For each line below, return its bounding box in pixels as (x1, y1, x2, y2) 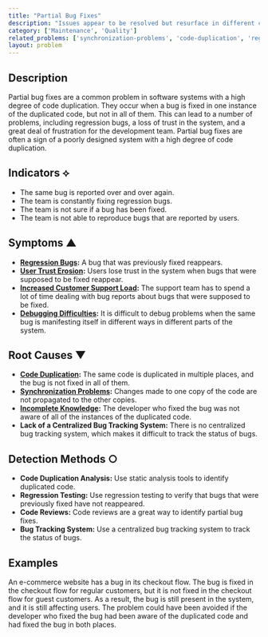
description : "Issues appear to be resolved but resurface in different (8, 19, 255, 27)
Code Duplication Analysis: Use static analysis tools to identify (19, 473, 229, 484)
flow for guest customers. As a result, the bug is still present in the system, (8, 595, 254, 603)
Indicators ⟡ (8, 166, 70, 180)
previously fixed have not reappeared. (19, 499, 145, 508)
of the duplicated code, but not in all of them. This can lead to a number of (8, 109, 253, 118)
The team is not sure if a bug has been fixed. (19, 205, 167, 214)
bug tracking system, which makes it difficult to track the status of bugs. (19, 429, 258, 439)
